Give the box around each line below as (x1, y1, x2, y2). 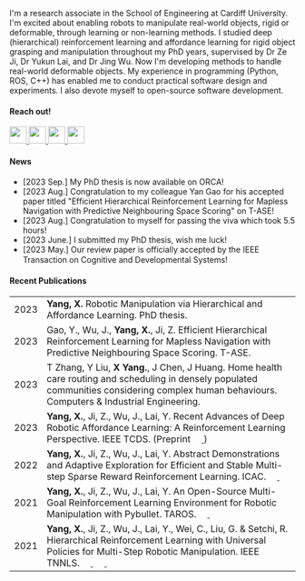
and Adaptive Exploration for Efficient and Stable (46, 458, 254, 471)
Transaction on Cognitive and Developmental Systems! (22, 255, 229, 265)
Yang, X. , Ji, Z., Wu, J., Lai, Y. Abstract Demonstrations (46, 447, 280, 460)
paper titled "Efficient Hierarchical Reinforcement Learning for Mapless (22, 195, 289, 207)
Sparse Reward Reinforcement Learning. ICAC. (67, 470, 267, 483)
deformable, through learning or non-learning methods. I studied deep (9, 27, 272, 37)
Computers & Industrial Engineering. (46, 395, 202, 407)
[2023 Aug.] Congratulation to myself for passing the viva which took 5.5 (22, 215, 296, 226)
